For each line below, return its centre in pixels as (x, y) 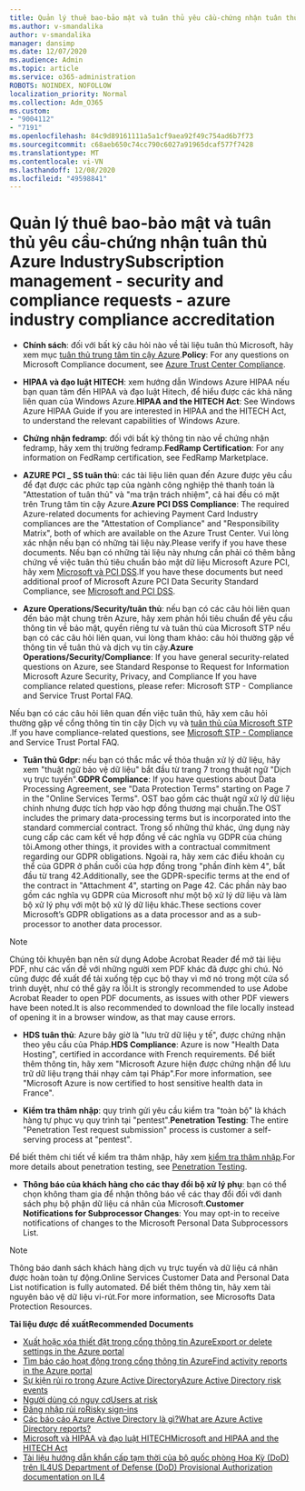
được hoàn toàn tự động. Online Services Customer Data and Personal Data (149, 1277)
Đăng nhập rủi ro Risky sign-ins (80, 1409)
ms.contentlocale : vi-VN (56, 161)
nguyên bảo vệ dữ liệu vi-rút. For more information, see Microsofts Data (142, 1297)
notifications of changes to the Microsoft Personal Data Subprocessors (155, 1223)
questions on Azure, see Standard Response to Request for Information (156, 667)
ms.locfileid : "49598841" (58, 178)
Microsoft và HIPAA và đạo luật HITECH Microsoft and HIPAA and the (151, 1438)
